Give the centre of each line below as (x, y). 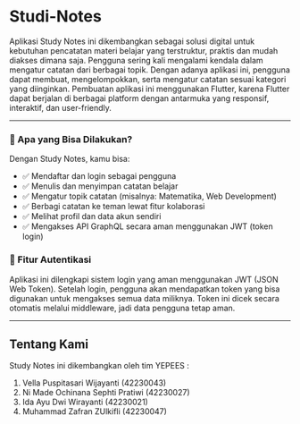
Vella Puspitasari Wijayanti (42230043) (94, 383)
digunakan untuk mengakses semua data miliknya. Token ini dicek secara (144, 298)
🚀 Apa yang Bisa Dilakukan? (71, 139)
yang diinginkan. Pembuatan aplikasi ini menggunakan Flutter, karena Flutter (150, 89)
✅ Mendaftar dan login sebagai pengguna (99, 176)
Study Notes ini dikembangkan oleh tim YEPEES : (100, 366)
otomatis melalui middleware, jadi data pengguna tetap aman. (122, 308)
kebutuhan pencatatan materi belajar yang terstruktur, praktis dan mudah (144, 50)
